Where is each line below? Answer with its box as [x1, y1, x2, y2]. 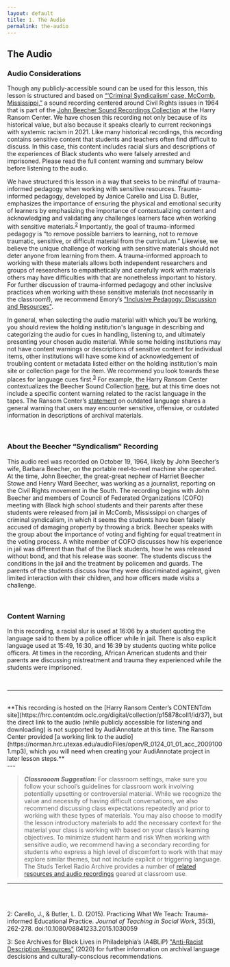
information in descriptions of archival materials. [7, 412, 144, 420]
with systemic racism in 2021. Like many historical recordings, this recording [7, 128, 222, 136]
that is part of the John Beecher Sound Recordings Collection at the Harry [7, 106, 216, 114]
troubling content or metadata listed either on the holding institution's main [7, 359, 218, 367]
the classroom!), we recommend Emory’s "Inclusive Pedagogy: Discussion [7, 295, 217, 303]
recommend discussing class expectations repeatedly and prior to [23, 804, 211, 812]
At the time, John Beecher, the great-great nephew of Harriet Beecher [7, 472, 205, 480]
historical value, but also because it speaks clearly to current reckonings [7, 121, 212, 129]
